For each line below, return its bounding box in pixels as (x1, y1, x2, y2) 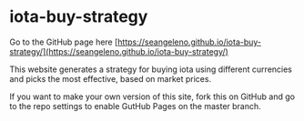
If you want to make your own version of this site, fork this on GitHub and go (9, 91, 296, 102)
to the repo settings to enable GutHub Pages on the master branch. (9, 100, 261, 111)
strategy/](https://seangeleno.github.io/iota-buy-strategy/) (9, 45, 229, 56)
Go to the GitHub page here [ (9, 36, 118, 47)
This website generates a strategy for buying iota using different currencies (9, 64, 293, 75)
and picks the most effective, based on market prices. (9, 73, 212, 84)
